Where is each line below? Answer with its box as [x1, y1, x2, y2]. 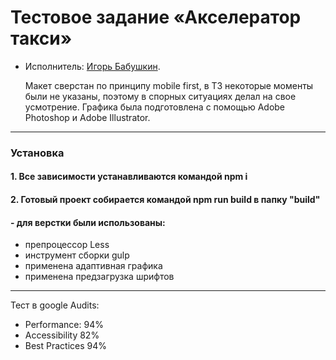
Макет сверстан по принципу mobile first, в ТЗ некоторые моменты [24, 79, 314, 91]
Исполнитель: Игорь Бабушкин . [24, 60, 161, 72]
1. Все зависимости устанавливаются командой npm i [10, 171, 248, 183]
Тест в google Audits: [10, 299, 100, 311]
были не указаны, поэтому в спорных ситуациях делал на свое [24, 90, 297, 102]
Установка [10, 146, 65, 160]
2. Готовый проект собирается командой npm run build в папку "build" [10, 194, 321, 206]
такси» [10, 27, 73, 50]
